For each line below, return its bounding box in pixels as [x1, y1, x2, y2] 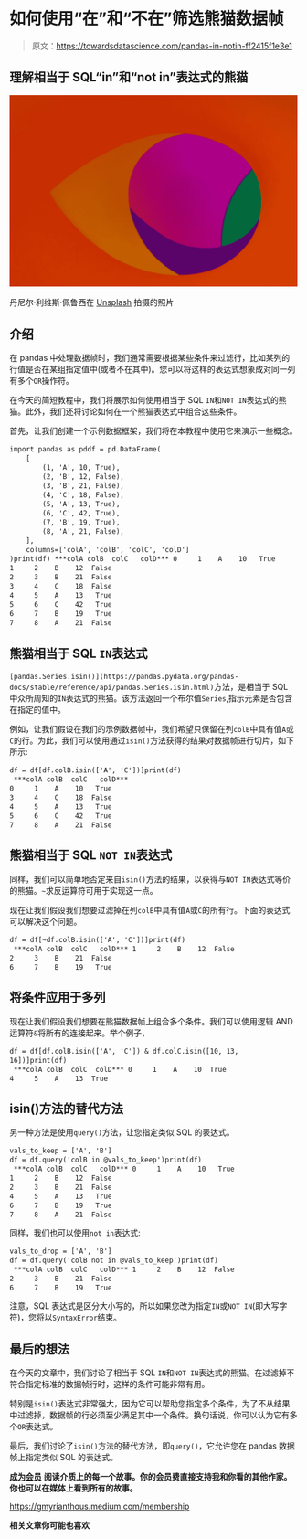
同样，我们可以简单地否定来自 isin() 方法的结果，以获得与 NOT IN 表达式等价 [9, 874, 291, 885]
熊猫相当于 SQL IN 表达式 [9, 645, 148, 661]
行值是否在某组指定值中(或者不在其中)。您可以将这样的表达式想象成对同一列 [9, 364, 296, 375]
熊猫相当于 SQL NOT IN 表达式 [9, 847, 173, 864]
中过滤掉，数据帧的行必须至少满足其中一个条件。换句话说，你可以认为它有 [9, 1409, 290, 1421]
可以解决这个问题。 [9, 916, 82, 927]
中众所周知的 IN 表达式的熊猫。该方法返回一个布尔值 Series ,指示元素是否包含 [9, 693, 293, 704]
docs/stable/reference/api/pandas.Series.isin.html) [9, 683, 215, 693]
